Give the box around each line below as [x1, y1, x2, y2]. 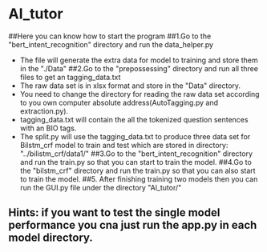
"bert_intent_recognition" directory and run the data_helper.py [8, 39, 214, 49]
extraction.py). [19, 106, 69, 116]
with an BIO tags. [19, 123, 77, 133]
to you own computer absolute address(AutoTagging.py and [19, 98, 219, 107]
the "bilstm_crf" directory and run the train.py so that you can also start [19, 166, 256, 175]
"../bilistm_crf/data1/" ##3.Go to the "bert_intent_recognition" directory [19, 149, 253, 158]
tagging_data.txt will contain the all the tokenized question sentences [19, 114, 249, 124]
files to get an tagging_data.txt [19, 72, 121, 82]
